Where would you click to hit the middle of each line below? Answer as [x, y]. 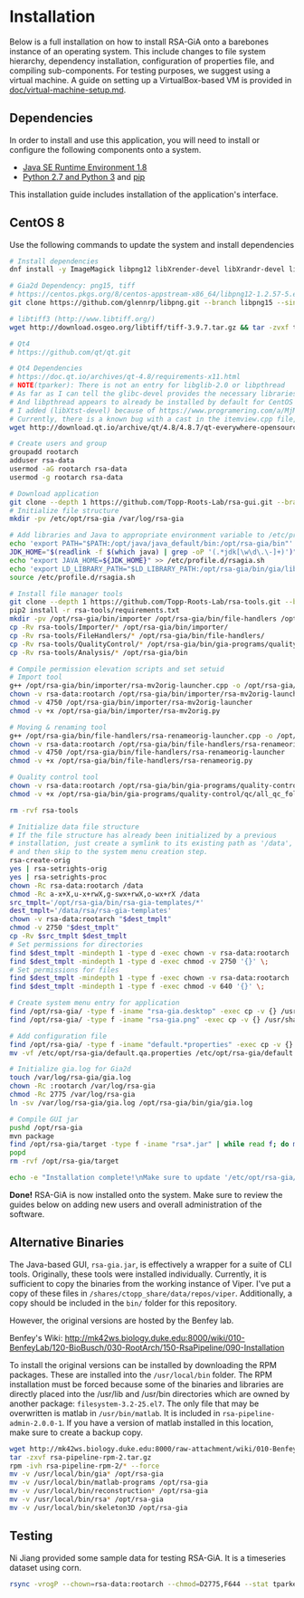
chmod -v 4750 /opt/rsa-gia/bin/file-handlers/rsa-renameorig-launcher [147, 753]
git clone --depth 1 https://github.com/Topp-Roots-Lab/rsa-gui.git [141, 502]
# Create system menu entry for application [95, 1003]
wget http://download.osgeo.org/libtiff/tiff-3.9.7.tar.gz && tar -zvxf [149, 328]
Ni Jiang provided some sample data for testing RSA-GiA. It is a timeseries [148, 1557]
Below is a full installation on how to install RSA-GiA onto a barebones [139, 42]
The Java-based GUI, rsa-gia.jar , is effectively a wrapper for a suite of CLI [151, 1264]
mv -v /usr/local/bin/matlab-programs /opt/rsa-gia [109, 1483]
